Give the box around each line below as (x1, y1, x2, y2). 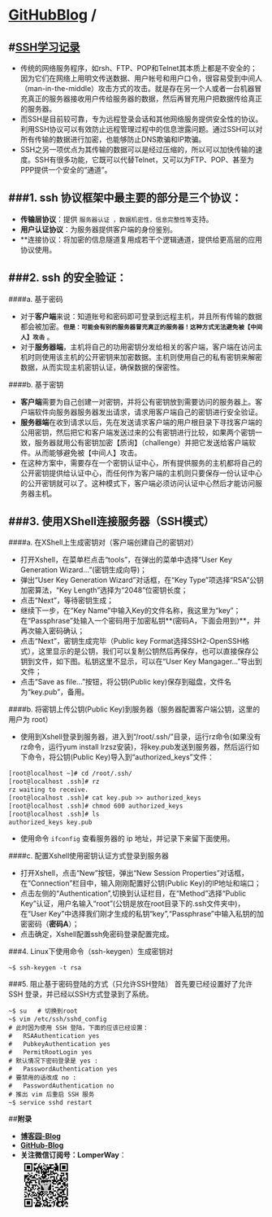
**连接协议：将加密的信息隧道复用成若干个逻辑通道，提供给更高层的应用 (19, 234, 262, 244)
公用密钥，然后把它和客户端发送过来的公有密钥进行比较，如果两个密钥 (19, 427, 256, 437)
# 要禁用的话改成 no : (8, 1074, 77, 1082)
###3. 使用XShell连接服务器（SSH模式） (8, 514, 215, 528)
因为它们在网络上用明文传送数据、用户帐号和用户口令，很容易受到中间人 (19, 73, 262, 83)
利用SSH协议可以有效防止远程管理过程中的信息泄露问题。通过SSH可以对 (19, 125, 263, 134)
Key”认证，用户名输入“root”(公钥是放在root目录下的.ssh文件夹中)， (19, 899, 245, 908)
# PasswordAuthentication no (8, 1082, 114, 1090)
